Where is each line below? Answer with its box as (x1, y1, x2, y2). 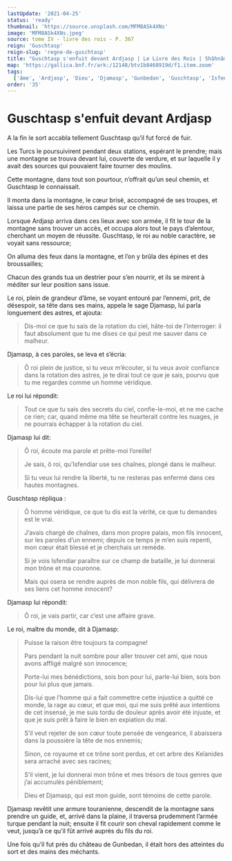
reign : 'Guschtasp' (7, 42, 64, 49)
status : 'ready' (7, 17, 54, 24)
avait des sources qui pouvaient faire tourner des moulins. (7, 162, 173, 170)
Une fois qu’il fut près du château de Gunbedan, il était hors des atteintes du (7, 840, 224, 849)
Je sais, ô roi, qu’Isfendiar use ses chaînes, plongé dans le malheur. (23, 460, 217, 468)
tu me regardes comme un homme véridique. (23, 378, 153, 387)
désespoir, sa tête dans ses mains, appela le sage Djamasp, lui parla (7, 301, 202, 310)
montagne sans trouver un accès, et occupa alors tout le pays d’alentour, (7, 224, 215, 233)
